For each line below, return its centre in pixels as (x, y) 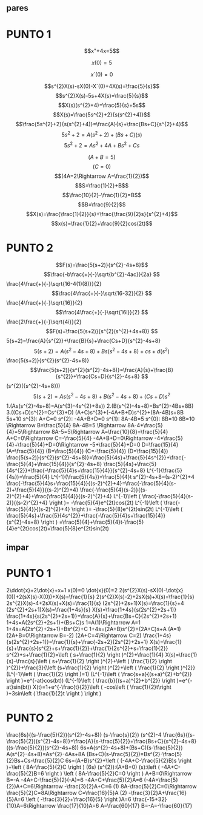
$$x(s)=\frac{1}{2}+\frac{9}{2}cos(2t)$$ (102, 223)
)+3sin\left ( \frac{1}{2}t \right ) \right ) (54, 694)
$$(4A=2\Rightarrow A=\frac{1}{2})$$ (102, 176)
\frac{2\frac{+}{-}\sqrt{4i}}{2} (44, 322)
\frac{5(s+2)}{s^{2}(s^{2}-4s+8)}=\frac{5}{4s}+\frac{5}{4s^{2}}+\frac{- (96, 457)
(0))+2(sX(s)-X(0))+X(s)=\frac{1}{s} (51, 597)
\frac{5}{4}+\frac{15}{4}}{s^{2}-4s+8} (54, 464)
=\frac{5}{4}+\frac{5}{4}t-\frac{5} (101, 522)
